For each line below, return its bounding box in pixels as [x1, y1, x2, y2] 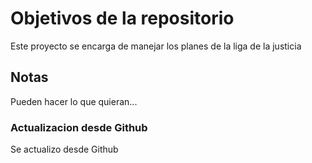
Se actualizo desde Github [10, 143, 119, 156]
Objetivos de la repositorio [10, 7, 235, 30]
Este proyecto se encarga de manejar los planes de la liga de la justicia [10, 40, 302, 52]
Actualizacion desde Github [10, 120, 148, 134]
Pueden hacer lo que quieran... [10, 95, 138, 107]
